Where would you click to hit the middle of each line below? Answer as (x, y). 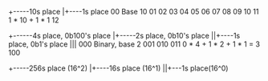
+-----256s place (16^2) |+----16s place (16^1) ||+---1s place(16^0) (118, 68)
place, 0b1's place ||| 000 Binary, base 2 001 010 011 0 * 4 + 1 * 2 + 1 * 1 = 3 (134, 44)
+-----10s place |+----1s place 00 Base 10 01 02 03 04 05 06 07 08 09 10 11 (134, 12)
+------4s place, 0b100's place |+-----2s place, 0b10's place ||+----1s (124, 36)
